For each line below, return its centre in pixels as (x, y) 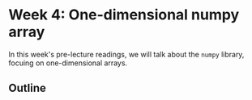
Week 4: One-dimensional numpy (124, 15)
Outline (27, 88)
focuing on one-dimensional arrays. (68, 63)
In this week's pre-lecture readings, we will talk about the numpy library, (126, 54)
